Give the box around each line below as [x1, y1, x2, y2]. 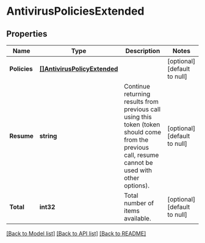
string [39, 132, 57, 140]
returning [124, 90, 151, 98]
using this [124, 113, 152, 121]
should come [124, 128, 162, 136]
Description [125, 47, 160, 55]
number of [124, 199, 154, 207]
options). [124, 181, 150, 190]
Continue [124, 82, 151, 90]
